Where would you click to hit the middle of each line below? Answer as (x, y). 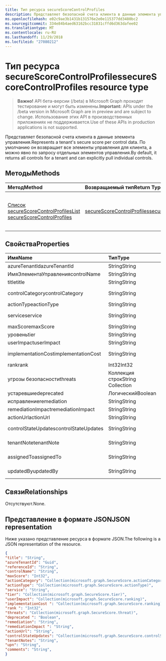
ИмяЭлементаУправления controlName (54, 274)
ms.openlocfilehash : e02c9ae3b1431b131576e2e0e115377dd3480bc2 (72, 19)
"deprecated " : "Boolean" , (33, 618)
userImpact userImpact (34, 343)
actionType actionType (33, 304)
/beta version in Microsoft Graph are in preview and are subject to (84, 111)
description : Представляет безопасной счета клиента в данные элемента (80, 14)
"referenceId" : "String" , (32, 567)
